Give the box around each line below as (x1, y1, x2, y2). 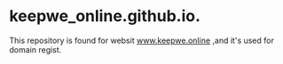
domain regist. (9, 44, 62, 54)
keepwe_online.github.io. (9, 6, 201, 26)
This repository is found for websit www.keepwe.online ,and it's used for (9, 35, 275, 46)
